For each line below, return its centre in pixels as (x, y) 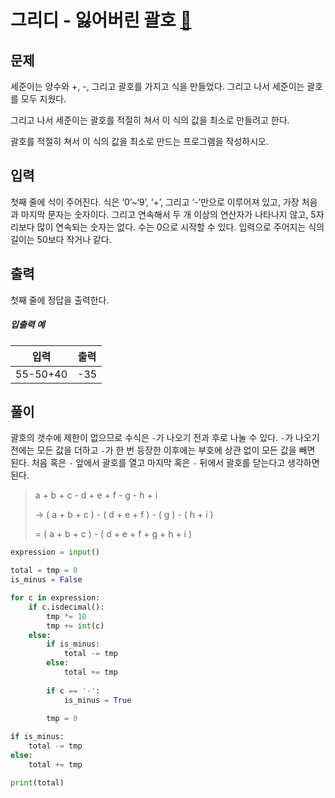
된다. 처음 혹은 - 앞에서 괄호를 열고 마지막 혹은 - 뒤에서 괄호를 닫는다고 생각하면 (165, 463)
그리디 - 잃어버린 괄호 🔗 (101, 20)
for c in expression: (55, 598)
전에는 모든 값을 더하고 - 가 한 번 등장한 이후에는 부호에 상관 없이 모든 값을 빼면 (163, 450)
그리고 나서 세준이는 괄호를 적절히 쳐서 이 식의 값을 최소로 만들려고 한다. (150, 120)
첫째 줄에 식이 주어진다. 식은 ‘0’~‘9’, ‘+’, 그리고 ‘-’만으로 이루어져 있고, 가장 (155, 202)
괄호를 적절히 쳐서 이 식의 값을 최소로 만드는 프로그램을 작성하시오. (139, 141)
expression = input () (55, 552)
